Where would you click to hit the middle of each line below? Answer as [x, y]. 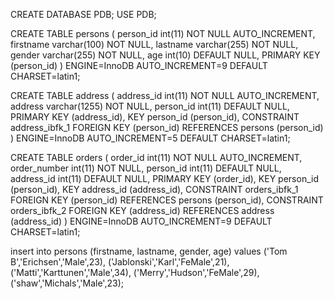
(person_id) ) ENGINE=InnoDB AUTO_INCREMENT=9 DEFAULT [139, 65]
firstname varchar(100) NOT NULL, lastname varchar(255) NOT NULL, [154, 44]
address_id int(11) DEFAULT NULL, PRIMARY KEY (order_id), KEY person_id [164, 178]
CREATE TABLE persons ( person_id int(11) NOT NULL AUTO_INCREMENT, [163, 33]
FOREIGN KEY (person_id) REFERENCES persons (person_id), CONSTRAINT [167, 200]
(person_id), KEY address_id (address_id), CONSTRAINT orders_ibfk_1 [154, 189]
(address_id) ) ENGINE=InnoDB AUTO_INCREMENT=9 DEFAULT [141, 221]
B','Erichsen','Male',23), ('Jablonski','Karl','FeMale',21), [120, 262]
